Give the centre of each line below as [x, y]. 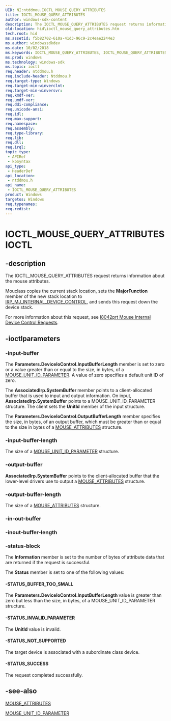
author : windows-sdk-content [36, 19]
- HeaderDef [20, 171]
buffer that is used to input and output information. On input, [68, 396]
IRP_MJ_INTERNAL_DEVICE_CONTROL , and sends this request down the [82, 302]
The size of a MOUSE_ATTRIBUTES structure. [53, 505]
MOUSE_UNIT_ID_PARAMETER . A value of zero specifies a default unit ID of [84, 375]
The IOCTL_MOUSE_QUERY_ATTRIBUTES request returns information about [85, 276]
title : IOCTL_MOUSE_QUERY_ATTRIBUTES [45, 15]
